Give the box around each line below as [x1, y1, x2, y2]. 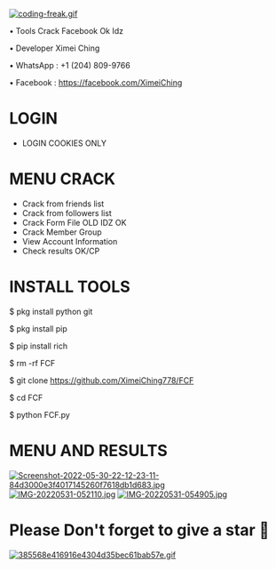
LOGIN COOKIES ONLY [21, 138, 107, 148]
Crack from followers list [21, 207, 113, 218]
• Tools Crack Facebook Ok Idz [9, 26, 124, 36]
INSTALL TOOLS [9, 276, 130, 297]
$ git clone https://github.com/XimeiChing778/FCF [9, 374, 194, 386]
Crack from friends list [21, 198, 105, 209]
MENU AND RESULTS [9, 441, 169, 461]
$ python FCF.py [9, 409, 71, 420]
